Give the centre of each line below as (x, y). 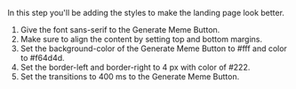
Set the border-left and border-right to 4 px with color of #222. (135, 67)
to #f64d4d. (42, 58)
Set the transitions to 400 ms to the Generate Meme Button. (130, 77)
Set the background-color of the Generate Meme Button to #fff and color (153, 48)
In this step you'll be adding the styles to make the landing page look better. (146, 13)
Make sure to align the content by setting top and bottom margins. (141, 39)
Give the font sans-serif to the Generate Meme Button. (120, 30)
